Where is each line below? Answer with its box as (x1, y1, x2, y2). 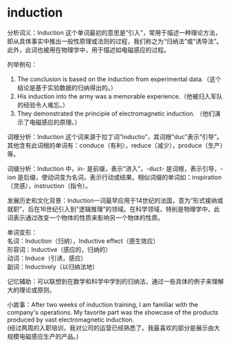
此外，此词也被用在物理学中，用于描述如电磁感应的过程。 (7, 45, 170, 54)
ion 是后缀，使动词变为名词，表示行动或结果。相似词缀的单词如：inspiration (7, 173, 222, 181)
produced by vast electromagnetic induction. (7, 315, 135, 324)
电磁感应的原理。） (29, 118, 81, 126)
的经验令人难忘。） (16, 101, 69, 109)
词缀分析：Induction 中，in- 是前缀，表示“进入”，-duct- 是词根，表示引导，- (7, 164, 223, 173)
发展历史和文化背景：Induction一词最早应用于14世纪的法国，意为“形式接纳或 (7, 196, 223, 204)
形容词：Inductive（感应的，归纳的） (7, 245, 112, 253)
